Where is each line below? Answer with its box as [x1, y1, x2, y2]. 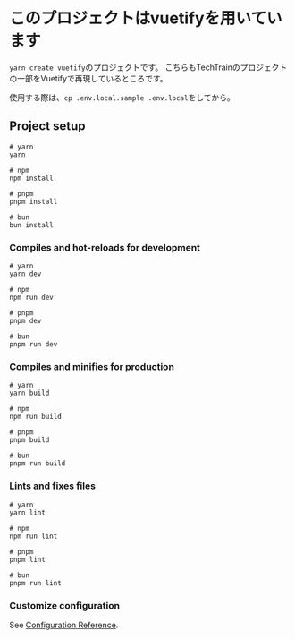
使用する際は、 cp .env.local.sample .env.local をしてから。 [9, 91, 235, 103]
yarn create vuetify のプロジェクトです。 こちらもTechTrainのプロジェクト [9, 62, 288, 72]
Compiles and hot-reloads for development [9, 241, 201, 253]
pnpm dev [9, 317, 42, 326]
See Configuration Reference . [9, 619, 119, 630]
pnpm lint [9, 555, 46, 564]
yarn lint [9, 507, 46, 517]
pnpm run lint [9, 578, 63, 587]
